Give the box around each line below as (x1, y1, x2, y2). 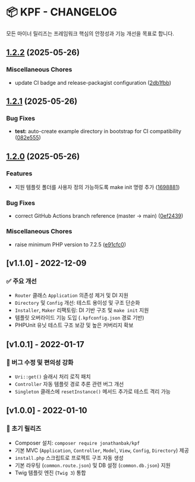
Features (6, 169, 33, 177)
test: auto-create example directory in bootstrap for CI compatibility (14, 128, 181, 135)
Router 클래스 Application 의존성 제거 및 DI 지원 (14, 292, 129, 299)
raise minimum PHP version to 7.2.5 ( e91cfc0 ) (14, 240, 127, 248)
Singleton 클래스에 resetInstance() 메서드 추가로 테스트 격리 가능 (14, 388, 171, 395)
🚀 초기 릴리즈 (6, 425, 42, 433)
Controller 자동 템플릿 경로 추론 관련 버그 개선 (14, 380, 124, 387)
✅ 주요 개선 (6, 277, 37, 285)
